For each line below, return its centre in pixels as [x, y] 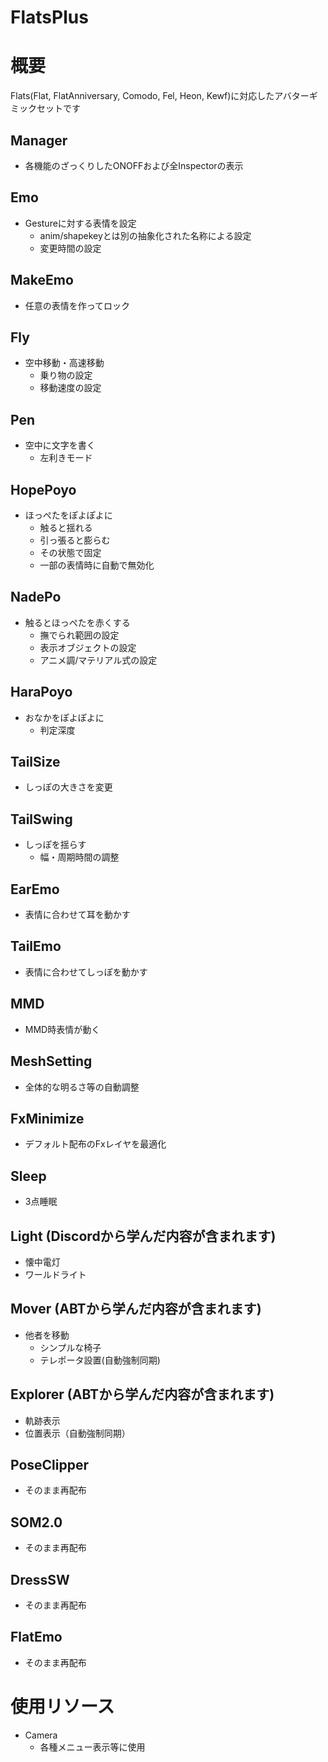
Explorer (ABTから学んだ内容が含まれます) [142, 1394]
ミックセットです [45, 108]
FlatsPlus [49, 17]
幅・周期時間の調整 [79, 857]
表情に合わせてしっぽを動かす [86, 972]
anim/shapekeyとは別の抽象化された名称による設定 [145, 235]
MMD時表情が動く [62, 1029]
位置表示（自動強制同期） [77, 1433]
